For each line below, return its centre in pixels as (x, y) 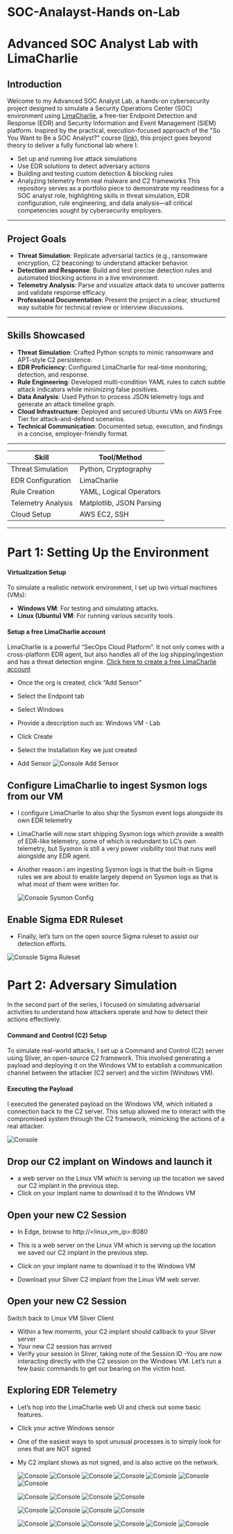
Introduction (35, 84)
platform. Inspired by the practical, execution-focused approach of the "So (114, 131)
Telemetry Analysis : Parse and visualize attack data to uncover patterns (121, 285)
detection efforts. (42, 944)
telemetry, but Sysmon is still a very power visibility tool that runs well (116, 849)
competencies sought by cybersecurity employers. (90, 211)
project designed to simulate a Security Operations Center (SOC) (100, 108)
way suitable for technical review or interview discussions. (101, 307)
